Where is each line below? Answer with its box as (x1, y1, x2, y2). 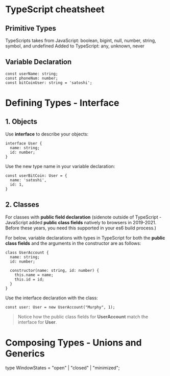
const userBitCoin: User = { (5, 173, 67, 178)
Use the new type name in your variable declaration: (5, 163, 115, 169)
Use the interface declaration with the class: (5, 295, 98, 301)
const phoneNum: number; (5, 76, 58, 81)
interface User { (5, 140, 42, 146)
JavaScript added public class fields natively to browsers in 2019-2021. (5, 219, 157, 225)
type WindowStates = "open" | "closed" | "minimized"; (5, 364, 120, 371)
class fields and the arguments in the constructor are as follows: (5, 240, 141, 246)
